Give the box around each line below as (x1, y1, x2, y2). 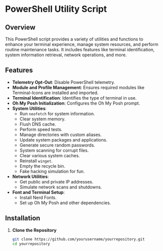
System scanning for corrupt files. (19, 147, 89, 153)
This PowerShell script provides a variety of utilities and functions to (5, 36, 144, 42)
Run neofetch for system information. (19, 110, 95, 116)
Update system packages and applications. (19, 137, 107, 143)
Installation (5, 214, 40, 222)
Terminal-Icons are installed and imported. (12, 90, 98, 96)
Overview (5, 23, 36, 32)
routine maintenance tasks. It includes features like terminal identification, (5, 47, 155, 52)
